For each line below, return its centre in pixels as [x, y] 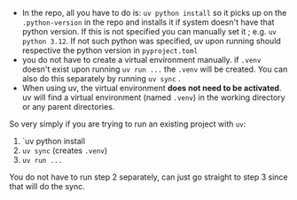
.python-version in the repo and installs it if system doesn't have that [148, 22]
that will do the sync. [47, 186]
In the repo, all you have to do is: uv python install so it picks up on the [154, 13]
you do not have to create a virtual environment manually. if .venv [141, 60]
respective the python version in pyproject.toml [109, 50]
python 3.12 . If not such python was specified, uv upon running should [151, 41]
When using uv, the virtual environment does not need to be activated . [152, 88]
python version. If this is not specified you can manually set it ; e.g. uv [149, 31]
